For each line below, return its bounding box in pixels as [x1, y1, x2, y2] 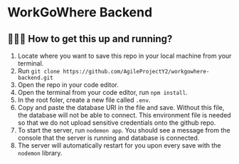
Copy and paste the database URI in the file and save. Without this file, [17, 103, 225, 111]
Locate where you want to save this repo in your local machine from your [17, 51, 232, 60]
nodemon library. [17, 149, 63, 157]
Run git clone [17, 67, 60, 75]
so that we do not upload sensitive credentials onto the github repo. [17, 118, 216, 127]
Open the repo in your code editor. [17, 81, 119, 89]
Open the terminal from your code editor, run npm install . [17, 88, 188, 96]
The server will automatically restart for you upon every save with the [17, 141, 221, 150]
